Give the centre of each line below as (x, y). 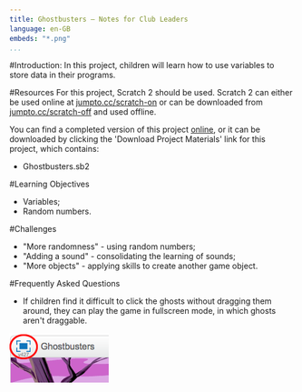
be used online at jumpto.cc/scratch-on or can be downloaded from (136, 102)
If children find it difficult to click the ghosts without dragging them (147, 301)
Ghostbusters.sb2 (56, 166)
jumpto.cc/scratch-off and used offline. (83, 112)
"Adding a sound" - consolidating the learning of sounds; (129, 256)
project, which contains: (54, 149)
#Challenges (33, 229)
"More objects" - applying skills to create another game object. (140, 266)
